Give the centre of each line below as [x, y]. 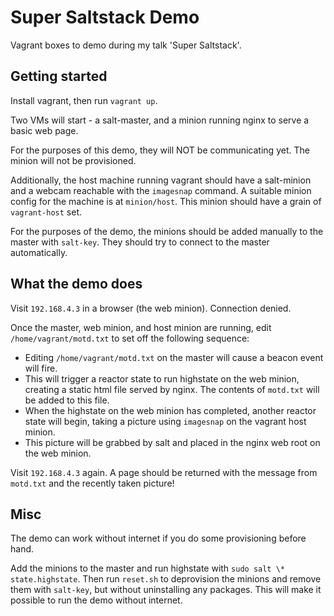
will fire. [41, 368]
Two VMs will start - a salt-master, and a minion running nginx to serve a [160, 120]
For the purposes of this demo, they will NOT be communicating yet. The [160, 150]
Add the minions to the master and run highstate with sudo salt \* [147, 568]
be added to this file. [67, 400]
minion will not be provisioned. [73, 160]
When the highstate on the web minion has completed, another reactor [170, 410]
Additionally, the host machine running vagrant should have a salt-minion [161, 180]
